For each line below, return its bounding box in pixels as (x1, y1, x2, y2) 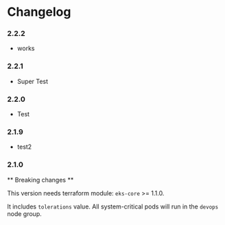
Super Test (16, 77, 49, 85)
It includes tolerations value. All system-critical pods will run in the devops (7, 202, 219, 211)
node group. (7, 209, 43, 217)
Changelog (7, 4, 71, 20)
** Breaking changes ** (7, 175, 74, 184)
